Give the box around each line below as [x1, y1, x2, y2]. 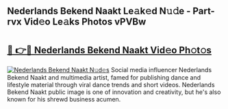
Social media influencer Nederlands [110, 66, 212, 74]
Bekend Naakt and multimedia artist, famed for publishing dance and [7, 74, 201, 81]
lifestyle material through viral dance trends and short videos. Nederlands [7, 81, 215, 89]
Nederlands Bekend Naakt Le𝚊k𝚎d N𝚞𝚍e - [7, 5, 191, 17]
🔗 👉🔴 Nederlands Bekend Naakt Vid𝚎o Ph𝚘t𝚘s [7, 44, 212, 56]
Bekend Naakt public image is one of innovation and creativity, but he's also [7, 88, 221, 96]
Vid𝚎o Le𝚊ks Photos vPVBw [23, 16, 147, 28]
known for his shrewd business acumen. [7, 95, 121, 103]
